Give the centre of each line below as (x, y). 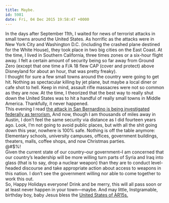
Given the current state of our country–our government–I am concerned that (85, 152)
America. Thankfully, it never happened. (47, 104)
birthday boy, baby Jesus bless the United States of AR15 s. (67, 195)
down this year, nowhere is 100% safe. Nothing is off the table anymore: (80, 131)
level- (157, 163)
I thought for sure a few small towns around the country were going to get (82, 77)
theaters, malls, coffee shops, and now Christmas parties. (65, 141)
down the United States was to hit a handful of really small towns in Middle (83, 98)
